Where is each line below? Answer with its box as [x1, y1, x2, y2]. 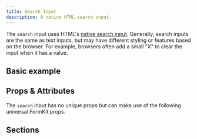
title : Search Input [6, 8, 57, 15]
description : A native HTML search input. [6, 14, 112, 20]
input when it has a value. [6, 49, 68, 56]
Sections [6, 125, 39, 135]
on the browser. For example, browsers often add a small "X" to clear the [6, 42, 183, 50]
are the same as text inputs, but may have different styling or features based [6, 37, 191, 44]
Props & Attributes [6, 86, 75, 96]
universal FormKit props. [6, 108, 66, 115]
